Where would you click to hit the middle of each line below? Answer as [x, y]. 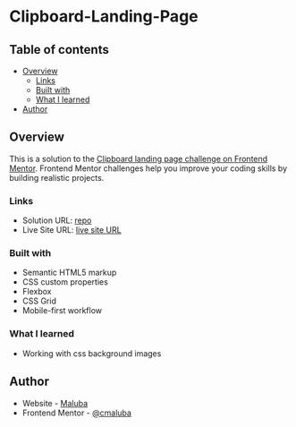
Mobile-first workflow [62, 311]
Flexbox [37, 292]
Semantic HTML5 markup [69, 273]
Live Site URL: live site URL [72, 230]
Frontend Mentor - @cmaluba [77, 413]
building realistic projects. [57, 177]
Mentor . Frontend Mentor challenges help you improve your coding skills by [148, 168]
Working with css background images [92, 353]
